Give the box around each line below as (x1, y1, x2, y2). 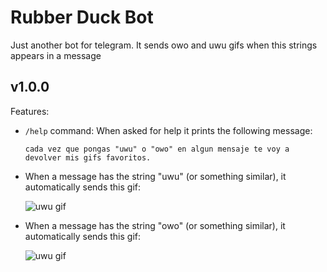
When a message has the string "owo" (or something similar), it (24, 219, 286, 231)
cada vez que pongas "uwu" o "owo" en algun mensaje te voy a (24, 144, 290, 154)
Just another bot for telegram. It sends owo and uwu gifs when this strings (10, 39, 318, 51)
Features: (10, 105, 50, 117)
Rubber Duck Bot (10, 6, 154, 29)
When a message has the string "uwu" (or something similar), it (24, 170, 287, 182)
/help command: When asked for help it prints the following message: (24, 124, 313, 136)
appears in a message (10, 49, 102, 61)
